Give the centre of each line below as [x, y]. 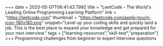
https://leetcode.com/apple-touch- [116, 17]
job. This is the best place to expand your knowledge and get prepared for [81, 28]
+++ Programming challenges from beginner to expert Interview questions [81, 38]
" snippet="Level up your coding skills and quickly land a [99, 23]
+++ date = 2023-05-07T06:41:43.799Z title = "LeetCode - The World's [78, 7]
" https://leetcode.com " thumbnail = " [43, 17]
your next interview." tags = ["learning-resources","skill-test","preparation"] [82, 33]
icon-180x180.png [23, 23]
